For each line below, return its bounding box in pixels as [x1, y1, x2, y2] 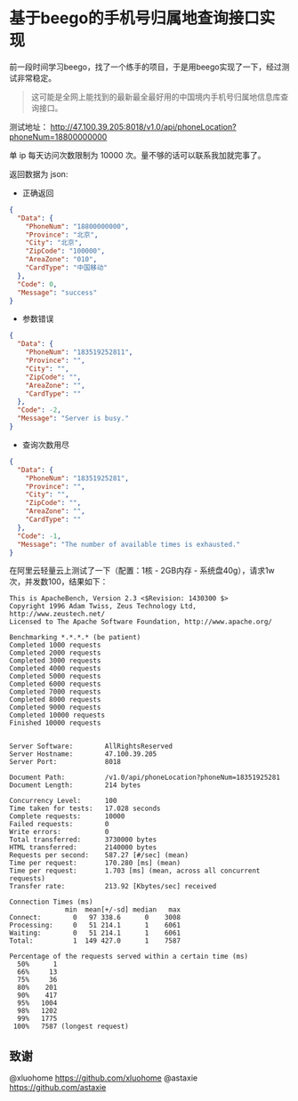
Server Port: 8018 [9, 758, 122, 767]
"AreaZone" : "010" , [25, 255, 98, 264]
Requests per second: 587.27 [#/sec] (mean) [9, 851, 189, 860]
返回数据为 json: [9, 168, 68, 179]
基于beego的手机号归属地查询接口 [9, 8, 260, 28]
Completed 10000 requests [9, 711, 105, 720]
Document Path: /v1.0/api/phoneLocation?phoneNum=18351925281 [9, 773, 280, 783]
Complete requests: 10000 [9, 812, 125, 821]
